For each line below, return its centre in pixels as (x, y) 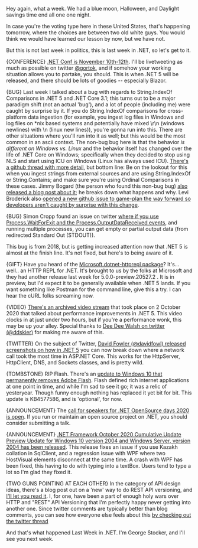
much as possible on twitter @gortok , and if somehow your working (89, 68)
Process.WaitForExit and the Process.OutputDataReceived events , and (92, 223)
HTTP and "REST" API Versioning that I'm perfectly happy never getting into (98, 502)
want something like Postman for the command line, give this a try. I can (94, 289)
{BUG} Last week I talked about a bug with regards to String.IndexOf (89, 92)
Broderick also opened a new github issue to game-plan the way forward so (98, 198)
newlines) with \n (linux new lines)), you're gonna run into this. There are (94, 130)
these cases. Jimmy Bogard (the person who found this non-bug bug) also (97, 186)
